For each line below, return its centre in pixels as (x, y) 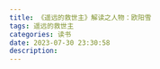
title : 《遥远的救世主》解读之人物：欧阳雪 (80, 17)
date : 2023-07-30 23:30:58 (60, 43)
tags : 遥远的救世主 (42, 26)
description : (34, 51)
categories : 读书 (40, 34)
